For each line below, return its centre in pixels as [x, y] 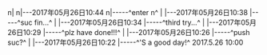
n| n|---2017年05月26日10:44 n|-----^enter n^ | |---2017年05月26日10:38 [128, 12]
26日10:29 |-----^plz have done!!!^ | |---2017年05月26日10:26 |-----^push [129, 32]
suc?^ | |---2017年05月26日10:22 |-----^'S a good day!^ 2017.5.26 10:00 [126, 42]
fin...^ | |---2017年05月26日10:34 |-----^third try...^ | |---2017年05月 [145, 22]
